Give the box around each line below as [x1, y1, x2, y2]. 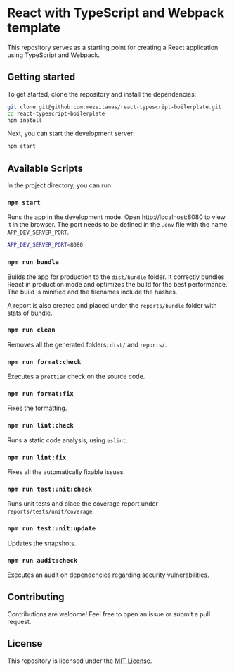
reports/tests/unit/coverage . [7, 507, 95, 516]
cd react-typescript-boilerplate [7, 110, 105, 117]
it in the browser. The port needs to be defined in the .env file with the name [7, 220, 228, 229]
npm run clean [7, 326, 56, 334]
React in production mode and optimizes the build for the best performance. [7, 280, 228, 288]
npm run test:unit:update [7, 525, 96, 533]
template [7, 20, 61, 36]
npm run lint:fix [7, 453, 67, 461]
